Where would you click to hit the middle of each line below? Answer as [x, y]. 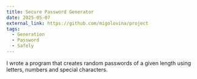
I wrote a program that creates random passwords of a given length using [99, 63]
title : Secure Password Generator [50, 12]
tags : [13, 29]
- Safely [23, 46]
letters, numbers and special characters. [57, 69]
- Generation [28, 35]
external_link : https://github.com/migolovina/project [77, 23]
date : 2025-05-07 [28, 18]
